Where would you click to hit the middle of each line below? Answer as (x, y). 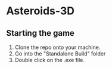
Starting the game (40, 33)
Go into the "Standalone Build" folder (60, 54)
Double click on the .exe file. (50, 60)
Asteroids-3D (40, 11)
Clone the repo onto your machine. (57, 47)
